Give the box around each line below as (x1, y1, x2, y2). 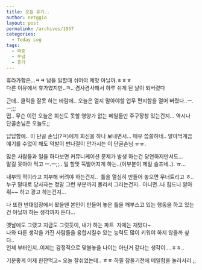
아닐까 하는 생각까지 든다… (12, 209, 75, 216)
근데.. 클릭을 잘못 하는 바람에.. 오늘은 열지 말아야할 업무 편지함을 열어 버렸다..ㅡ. (6, 97, 194, 104)
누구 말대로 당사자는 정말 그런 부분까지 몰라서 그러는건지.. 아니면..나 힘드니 (6, 180, 181, 187)
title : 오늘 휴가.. (6, 8, 50, 15)
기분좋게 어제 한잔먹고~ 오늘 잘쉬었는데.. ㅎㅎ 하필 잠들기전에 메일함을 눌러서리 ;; (6, 257, 197, 264)
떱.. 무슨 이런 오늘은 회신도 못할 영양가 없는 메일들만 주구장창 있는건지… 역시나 (6, 112, 191, 119)
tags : (6, 43, 20, 49)
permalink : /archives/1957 (6, 25, 74, 32)
